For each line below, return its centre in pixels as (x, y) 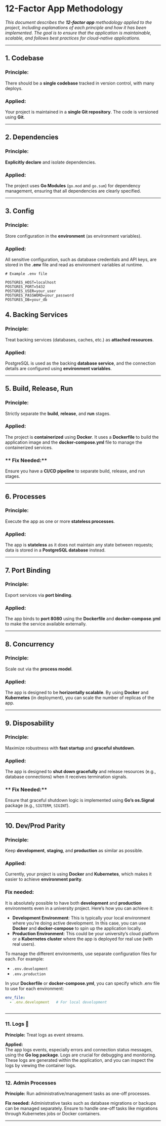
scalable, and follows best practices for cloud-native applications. (73, 38)
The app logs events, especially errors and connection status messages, (79, 1049)
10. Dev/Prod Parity (35, 826)
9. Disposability (30, 723)
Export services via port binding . (39, 595)
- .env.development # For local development (58, 1002)
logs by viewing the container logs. (41, 1065)
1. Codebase (24, 58)
